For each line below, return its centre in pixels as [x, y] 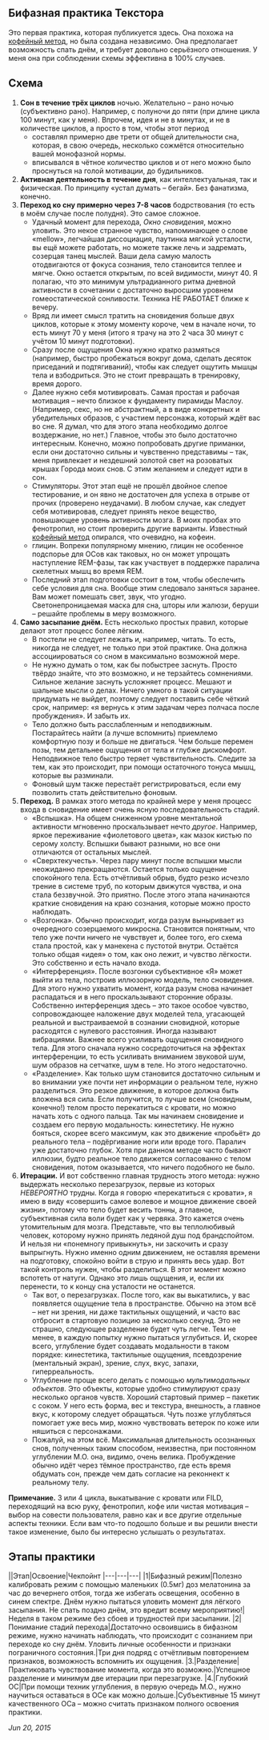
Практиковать [32, 1669]
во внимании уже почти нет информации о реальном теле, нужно [145, 1082]
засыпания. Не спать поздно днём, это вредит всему [100, 1610]
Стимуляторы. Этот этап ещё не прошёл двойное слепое [130, 486]
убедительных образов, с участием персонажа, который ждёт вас [146, 418]
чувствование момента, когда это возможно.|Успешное [154, 1669]
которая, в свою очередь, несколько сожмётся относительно [138, 145]
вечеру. [45, 307]
